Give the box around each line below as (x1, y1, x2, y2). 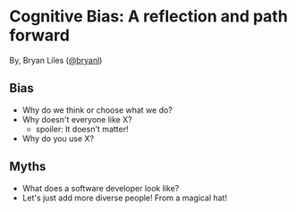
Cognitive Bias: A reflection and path (9, 6, 288, 27)
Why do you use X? (21, 132, 95, 144)
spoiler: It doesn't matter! (35, 123, 129, 134)
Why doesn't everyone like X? (21, 114, 132, 124)
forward (9, 25, 70, 46)
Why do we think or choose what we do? (21, 105, 173, 115)
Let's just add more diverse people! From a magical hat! (21, 192, 228, 203)
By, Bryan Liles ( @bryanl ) (9, 55, 103, 65)
